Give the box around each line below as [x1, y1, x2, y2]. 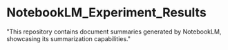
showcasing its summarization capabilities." [6, 34, 131, 42]
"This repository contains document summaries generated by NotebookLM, [6, 27, 222, 36]
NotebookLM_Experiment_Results [6, 5, 207, 21]
